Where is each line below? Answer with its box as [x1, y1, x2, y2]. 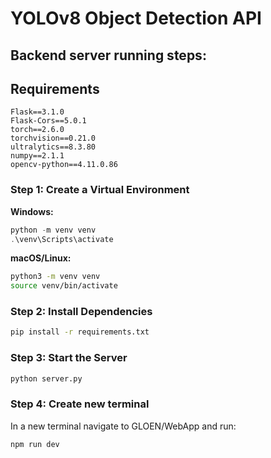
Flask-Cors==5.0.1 [10, 116, 87, 126]
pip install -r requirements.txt [10, 327, 150, 337]
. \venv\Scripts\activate [10, 234, 114, 244]
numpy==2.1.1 [10, 151, 65, 161]
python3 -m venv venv [10, 272, 101, 282]
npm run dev [10, 439, 60, 449]
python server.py [10, 373, 83, 384]
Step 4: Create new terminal [10, 397, 150, 411]
